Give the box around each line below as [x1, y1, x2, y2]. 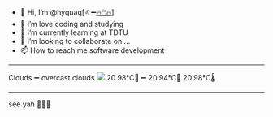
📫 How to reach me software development [19, 45, 165, 55]
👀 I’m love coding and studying [19, 19, 124, 28]
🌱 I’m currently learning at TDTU [19, 28, 128, 37]
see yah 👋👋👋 [8, 99, 51, 109]
